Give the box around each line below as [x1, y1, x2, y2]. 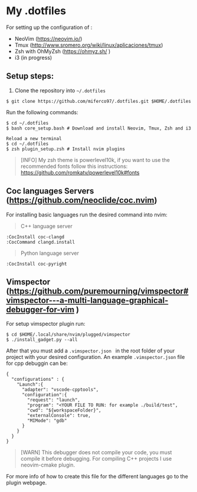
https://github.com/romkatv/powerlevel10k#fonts [20, 169, 140, 176]
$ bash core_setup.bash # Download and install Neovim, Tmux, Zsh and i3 [6, 125, 192, 131]
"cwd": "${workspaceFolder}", [27, 407, 101, 413]
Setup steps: [6, 71, 54, 81]
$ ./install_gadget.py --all [6, 337, 78, 343]
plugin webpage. [6, 479, 47, 486]
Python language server [20, 250, 80, 257]
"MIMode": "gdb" [27, 418, 67, 424]
